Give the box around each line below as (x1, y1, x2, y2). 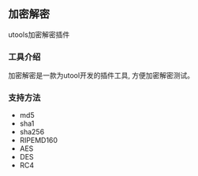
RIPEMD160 (19, 136, 58, 145)
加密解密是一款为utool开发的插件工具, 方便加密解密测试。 (8, 71, 195, 80)
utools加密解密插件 (8, 30, 70, 39)
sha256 (19, 127, 45, 137)
